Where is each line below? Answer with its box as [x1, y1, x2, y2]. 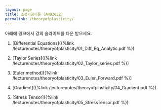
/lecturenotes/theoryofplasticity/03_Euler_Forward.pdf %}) [12, 75, 132, 81]
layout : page [5, 7, 32, 12]
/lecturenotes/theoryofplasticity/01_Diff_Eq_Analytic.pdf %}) [12, 45, 135, 52]
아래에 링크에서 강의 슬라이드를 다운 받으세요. [5, 31, 92, 37]
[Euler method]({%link [12, 70, 58, 76]
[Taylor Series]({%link [12, 55, 57, 61]
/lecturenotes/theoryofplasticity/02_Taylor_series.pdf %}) [12, 60, 129, 67]
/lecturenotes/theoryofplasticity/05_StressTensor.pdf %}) [12, 100, 129, 106]
